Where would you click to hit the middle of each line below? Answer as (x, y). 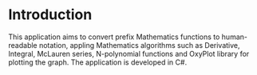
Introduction (50, 15)
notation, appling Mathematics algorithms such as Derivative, (140, 45)
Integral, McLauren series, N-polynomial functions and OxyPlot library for (129, 53)
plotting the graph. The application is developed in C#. (98, 62)
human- (234, 37)
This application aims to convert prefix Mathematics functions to (114, 37)
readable (23, 45)
